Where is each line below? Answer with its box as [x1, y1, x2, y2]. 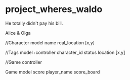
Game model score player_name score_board [5, 69, 100, 75]
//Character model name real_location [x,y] [5, 39, 95, 46]
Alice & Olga [5, 30, 31, 36]
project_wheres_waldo [5, 4, 103, 15]
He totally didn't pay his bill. [5, 20, 63, 26]
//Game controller [5, 59, 42, 65]
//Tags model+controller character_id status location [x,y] [5, 49, 125, 55]
